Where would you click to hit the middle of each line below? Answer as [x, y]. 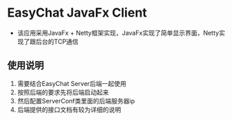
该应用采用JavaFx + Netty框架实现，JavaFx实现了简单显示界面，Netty [118, 33]
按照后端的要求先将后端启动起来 [63, 92]
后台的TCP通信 [57, 41]
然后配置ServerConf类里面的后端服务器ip [76, 101]
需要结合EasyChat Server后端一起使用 [72, 83]
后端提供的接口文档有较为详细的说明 [69, 110]
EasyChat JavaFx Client [77, 13]
